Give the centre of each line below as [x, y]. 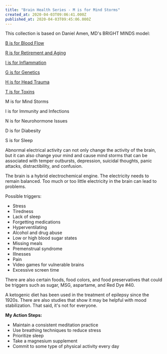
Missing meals [27, 244]
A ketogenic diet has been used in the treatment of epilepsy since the [77, 295]
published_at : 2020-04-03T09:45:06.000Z [48, 19]
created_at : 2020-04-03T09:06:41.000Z [46, 15]
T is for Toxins [20, 92]
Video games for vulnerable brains [48, 265]
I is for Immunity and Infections [37, 111]
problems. [16, 187]
